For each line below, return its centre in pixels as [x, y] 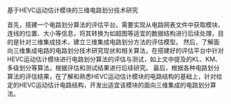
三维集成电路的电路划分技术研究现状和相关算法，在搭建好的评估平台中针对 [118, 51]
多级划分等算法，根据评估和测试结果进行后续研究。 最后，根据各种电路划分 [113, 68]
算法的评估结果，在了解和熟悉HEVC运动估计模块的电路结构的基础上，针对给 [115, 76]
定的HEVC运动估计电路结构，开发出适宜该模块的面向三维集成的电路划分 [109, 85]
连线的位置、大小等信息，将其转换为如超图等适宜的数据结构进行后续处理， [112, 33]
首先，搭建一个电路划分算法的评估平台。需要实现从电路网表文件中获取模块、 [115, 25]
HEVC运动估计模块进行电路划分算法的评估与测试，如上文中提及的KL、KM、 [114, 59]
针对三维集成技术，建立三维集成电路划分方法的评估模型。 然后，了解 [116, 42]
